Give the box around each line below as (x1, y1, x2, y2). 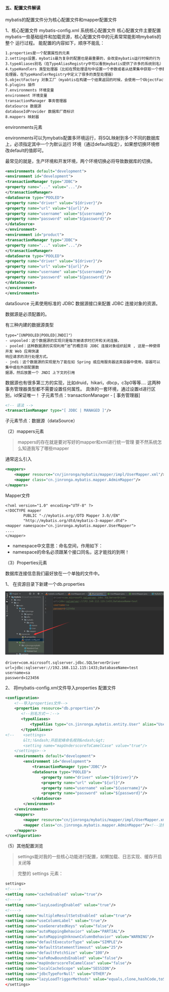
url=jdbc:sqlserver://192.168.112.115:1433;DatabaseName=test (5, 665, 138, 670)
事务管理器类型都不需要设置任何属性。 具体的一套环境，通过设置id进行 (5, 386, 151, 392)
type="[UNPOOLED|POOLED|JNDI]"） (5, 332, 74, 338)
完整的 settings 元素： (17, 870, 64, 877)
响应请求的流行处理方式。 (5, 354, 50, 359)
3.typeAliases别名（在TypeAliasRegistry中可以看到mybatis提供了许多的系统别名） (5, 61, 163, 66)
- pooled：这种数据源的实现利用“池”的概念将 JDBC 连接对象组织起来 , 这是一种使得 (5, 343, 160, 348)
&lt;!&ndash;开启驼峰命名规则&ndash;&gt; (23, 738, 106, 743)
